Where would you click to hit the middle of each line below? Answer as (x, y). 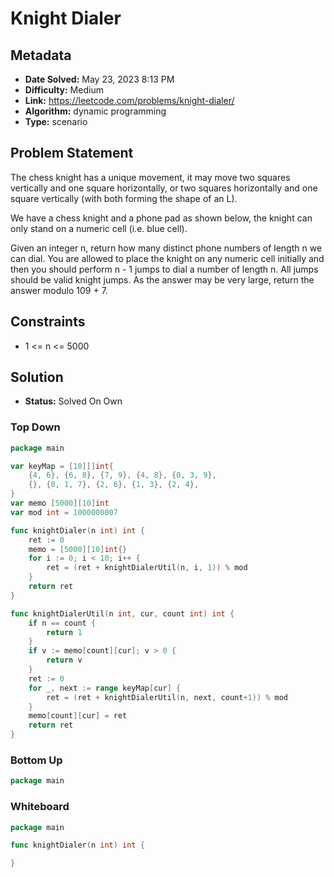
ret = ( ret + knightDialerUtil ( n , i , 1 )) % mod (147, 568)
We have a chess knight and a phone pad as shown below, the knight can (161, 218)
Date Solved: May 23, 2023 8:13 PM (99, 79)
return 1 (64, 632)
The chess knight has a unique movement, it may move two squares (150, 177)
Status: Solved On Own (73, 401)
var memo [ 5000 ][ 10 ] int (60, 503)
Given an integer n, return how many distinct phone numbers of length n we (166, 248)
